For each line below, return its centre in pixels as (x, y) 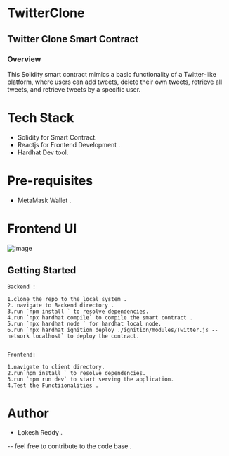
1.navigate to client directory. (56, 367)
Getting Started (42, 270)
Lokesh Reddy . (40, 433)
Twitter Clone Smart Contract (73, 39)
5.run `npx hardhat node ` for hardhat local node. (84, 323)
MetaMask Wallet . (44, 200)
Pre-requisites (50, 180)
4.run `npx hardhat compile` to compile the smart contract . (100, 318)
